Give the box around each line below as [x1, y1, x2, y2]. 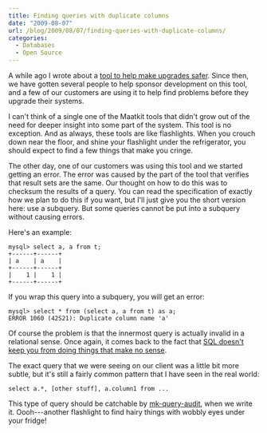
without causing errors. [8, 213, 85, 221]
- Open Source [15, 49, 62, 57]
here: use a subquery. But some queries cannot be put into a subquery [8, 204, 241, 213]
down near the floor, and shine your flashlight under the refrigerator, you [8, 137, 246, 146]
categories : [8, 34, 48, 42]
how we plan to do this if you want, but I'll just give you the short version [8, 195, 246, 205]
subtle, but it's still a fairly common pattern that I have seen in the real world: [8, 369, 260, 379]
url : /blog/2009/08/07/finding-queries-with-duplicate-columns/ [8, 26, 226, 34]
